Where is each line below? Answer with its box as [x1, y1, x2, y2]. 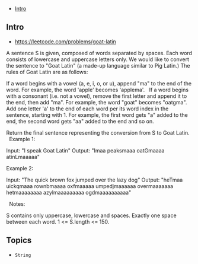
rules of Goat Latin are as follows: [6, 68, 88, 75]
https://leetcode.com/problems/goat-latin [14, 38, 117, 45]
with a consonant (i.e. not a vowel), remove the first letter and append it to [6, 92, 187, 100]
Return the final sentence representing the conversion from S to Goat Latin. [6, 129, 190, 136]
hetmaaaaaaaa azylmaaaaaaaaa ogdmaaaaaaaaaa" [6, 189, 132, 196]
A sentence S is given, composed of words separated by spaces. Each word [6, 49, 193, 56]
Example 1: [8, 135, 36, 142]
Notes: [8, 200, 25, 207]
